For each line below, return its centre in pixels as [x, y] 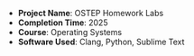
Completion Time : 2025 [63, 23]
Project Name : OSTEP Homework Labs [91, 13]
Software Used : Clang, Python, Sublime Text [101, 42]
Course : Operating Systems [70, 32]
